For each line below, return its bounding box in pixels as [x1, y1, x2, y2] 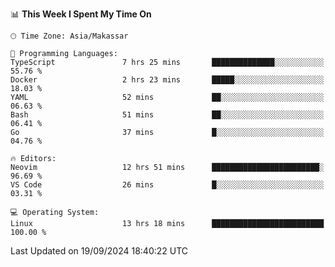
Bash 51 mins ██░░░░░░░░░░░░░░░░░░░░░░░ [10, 110, 325, 120]
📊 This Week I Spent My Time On [10, 8, 152, 20]
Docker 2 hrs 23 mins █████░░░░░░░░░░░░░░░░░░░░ [10, 75, 325, 85]
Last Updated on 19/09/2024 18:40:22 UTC [10, 245, 189, 257]
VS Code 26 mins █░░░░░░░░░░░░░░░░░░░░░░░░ [10, 180, 325, 190]
